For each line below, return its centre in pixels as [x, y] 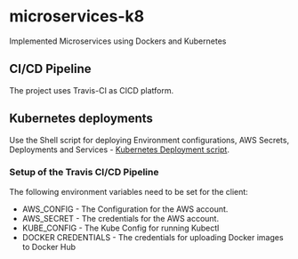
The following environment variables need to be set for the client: [129, 191]
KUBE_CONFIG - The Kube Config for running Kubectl [121, 228]
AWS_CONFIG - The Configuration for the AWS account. [125, 209]
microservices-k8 [77, 16]
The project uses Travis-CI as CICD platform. [92, 90]
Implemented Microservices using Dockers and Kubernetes [118, 41]
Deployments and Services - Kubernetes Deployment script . [119, 150]
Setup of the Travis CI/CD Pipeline [84, 173]
